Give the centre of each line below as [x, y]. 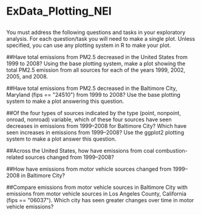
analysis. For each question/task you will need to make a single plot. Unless [101, 38]
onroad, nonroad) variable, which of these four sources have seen [89, 119]
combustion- [172, 150]
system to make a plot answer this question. [61, 139]
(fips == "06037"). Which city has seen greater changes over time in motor [100, 200]
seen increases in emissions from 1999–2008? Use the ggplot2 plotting [95, 132]
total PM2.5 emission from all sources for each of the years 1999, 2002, [96, 70]
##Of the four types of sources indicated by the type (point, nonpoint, [94, 113]
